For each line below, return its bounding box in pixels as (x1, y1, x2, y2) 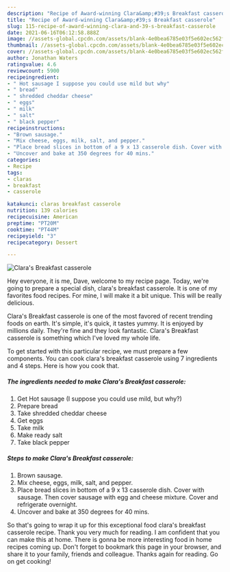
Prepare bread (16, 402, 58, 410)
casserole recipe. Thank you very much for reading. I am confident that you (7, 528, 220, 536)
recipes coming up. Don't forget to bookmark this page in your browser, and (7, 543, 222, 551)
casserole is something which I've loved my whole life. (7, 334, 161, 343)
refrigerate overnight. (16, 501, 77, 509)
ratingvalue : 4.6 (7, 61, 57, 68)
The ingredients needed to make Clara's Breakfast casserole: (7, 377, 186, 386)
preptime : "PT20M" (7, 220, 60, 227)
